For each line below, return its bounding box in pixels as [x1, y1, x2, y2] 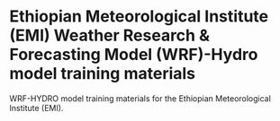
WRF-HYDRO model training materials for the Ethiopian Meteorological [9, 92, 272, 104]
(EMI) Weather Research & [9, 25, 210, 46]
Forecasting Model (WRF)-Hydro [9, 45, 258, 65]
